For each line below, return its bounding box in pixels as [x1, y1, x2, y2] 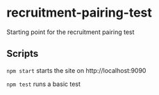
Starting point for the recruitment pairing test [6, 28, 135, 36]
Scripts [6, 48, 39, 60]
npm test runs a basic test [6, 80, 81, 88]
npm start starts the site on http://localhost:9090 [6, 66, 147, 74]
